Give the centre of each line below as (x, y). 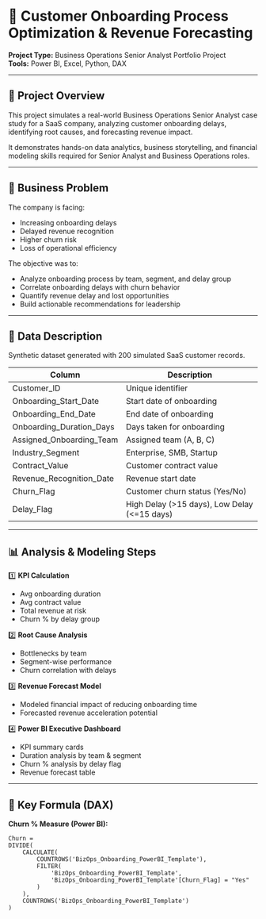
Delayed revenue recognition (67, 231)
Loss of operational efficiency (68, 248)
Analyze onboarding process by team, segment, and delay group (125, 279)
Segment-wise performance (66, 662)
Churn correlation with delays (68, 671)
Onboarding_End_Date (54, 414)
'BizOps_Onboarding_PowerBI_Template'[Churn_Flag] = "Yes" (150, 880)
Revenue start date (161, 479)
